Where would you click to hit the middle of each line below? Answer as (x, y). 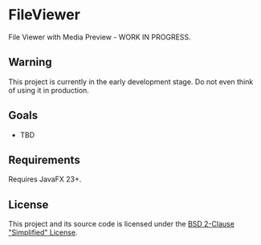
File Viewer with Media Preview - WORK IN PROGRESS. (100, 37)
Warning (30, 62)
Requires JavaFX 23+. (45, 179)
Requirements (44, 159)
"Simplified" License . (43, 233)
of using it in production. (49, 90)
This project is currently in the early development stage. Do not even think (131, 81)
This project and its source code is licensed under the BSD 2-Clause (122, 224)
